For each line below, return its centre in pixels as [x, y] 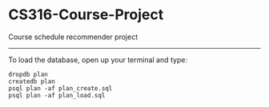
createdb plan [32, 81]
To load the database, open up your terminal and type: [98, 59]
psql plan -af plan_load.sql [57, 95]
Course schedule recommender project [73, 37]
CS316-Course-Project [86, 15]
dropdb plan [28, 74]
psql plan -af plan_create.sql [60, 88]
